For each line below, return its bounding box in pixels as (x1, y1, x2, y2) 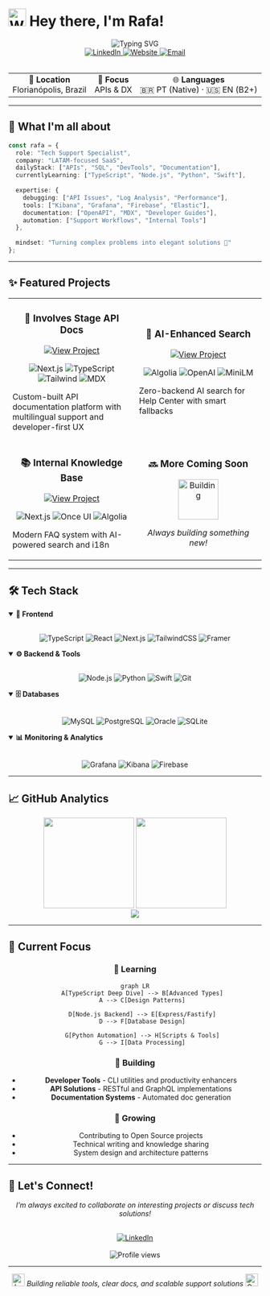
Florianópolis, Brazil (12, 84, 87, 95)
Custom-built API (12, 391, 79, 402)
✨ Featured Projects (8, 276, 111, 290)
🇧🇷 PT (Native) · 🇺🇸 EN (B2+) (140, 84, 258, 95)
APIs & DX (94, 84, 133, 95)
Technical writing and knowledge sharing (72, 1140, 210, 1149)
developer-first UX (12, 421, 84, 433)
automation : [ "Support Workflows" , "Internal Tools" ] (22, 216, 207, 225)
